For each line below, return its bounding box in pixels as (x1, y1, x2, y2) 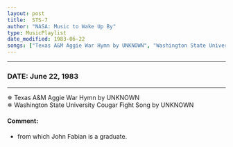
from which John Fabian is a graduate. (17, 132, 128, 140)
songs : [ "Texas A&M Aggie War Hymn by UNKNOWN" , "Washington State (7, 42, 207, 49)
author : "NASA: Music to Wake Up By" (7, 23, 116, 30)
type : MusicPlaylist (7, 29, 67, 37)
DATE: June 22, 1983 (7, 71, 78, 81)
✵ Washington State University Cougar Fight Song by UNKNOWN (7, 101, 194, 109)
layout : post (7, 10, 45, 17)
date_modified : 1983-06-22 (7, 36, 85, 43)
